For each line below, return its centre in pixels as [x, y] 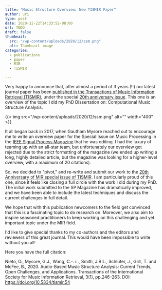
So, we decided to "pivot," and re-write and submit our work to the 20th [77, 172]
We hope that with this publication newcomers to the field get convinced [78, 207]
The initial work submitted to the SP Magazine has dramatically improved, [79, 187]
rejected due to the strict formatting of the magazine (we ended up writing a [81, 152]
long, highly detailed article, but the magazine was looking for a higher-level [81, 157]
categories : [17, 50]
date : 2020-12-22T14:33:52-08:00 [39, 23]
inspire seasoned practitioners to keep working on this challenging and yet [80, 218]
